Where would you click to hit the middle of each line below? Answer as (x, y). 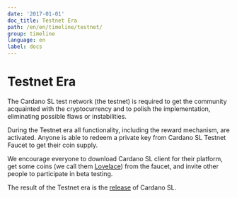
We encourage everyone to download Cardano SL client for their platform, (115, 158)
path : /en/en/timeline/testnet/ (55, 27)
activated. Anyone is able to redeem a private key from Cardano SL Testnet (117, 137)
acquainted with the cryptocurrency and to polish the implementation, (109, 109)
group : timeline (31, 34)
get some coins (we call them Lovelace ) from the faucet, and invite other (113, 166)
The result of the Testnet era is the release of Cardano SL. (92, 187)
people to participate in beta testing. (60, 173)
